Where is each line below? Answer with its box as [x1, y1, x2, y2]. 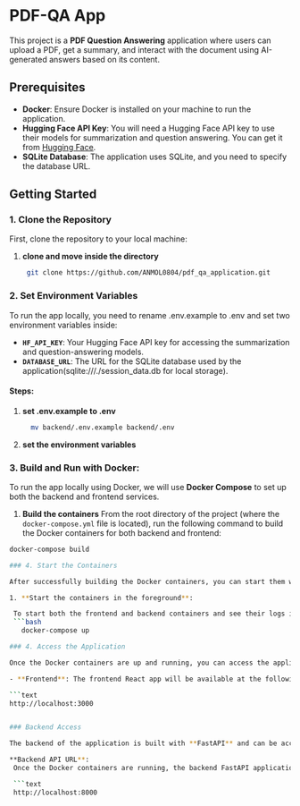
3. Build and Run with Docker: [9, 462, 140, 474]
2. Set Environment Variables [9, 290, 138, 302]
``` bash [12, 618, 42, 627]
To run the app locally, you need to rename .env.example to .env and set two [9, 310, 290, 320]
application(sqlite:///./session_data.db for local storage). [21, 365, 229, 376]
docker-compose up [21, 626, 90, 635]
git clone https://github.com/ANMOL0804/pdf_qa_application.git [26, 268, 271, 277]
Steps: [9, 386, 34, 396]
